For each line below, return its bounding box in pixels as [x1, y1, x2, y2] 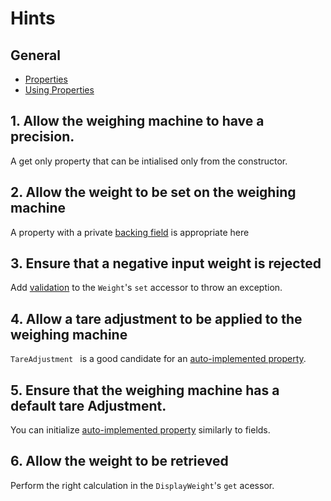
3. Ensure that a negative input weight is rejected [10, 255, 322, 272]
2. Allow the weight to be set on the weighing [10, 184, 297, 201]
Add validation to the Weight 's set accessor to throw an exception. [10, 282, 283, 294]
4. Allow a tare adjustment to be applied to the [10, 310, 303, 327]
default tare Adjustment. [10, 397, 167, 414]
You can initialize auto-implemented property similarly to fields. [10, 424, 271, 436]
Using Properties [24, 84, 95, 96]
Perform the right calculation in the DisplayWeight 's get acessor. [10, 479, 275, 491]
